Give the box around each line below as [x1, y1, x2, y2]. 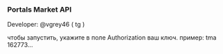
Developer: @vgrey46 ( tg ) [7, 21, 85, 29]
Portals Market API [7, 5, 72, 14]
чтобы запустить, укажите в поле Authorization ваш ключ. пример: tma [7, 33, 217, 42]
